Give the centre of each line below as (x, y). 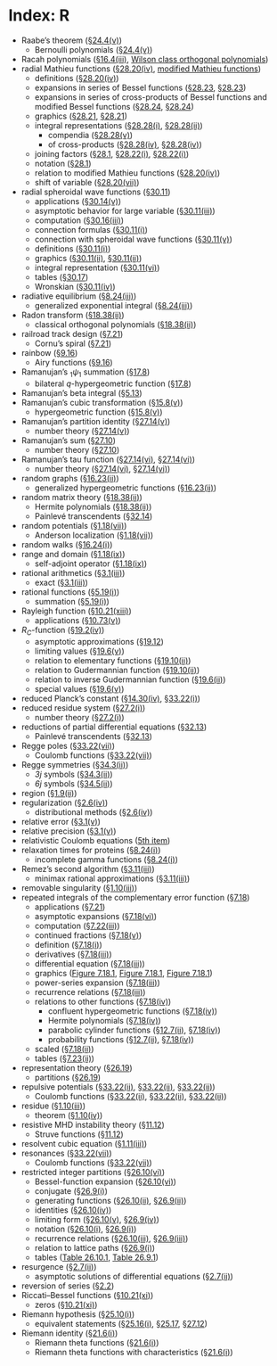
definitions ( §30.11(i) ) (73, 248)
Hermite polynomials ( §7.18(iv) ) (104, 1020)
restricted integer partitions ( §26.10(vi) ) (93, 1172)
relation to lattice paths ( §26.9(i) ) (95, 1247)
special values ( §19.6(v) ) (79, 688)
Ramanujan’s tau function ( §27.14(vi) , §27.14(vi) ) (108, 459)
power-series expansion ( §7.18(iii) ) (98, 983)
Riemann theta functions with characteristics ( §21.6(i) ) (134, 1352)
